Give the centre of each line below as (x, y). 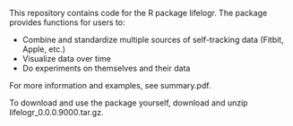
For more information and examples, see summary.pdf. (110, 85)
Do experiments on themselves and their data (106, 68)
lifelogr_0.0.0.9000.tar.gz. (56, 112)
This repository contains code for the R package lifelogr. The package (138, 13)
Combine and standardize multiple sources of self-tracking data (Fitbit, (153, 40)
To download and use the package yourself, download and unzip (129, 103)
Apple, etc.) (43, 49)
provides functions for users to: (67, 22)
